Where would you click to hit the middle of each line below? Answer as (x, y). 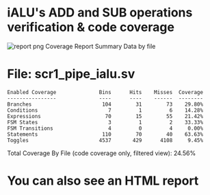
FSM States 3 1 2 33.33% (105, 122)
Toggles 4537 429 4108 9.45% (105, 140)
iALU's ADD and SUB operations (100, 13)
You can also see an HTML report (103, 181)
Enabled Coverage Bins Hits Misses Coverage (105, 92)
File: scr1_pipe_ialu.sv (71, 74)
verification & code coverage (91, 27)
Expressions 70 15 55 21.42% (105, 116)
